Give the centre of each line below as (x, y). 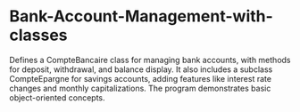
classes (39, 35)
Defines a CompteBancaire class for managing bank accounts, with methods (150, 60)
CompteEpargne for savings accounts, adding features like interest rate (141, 78)
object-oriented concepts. (57, 97)
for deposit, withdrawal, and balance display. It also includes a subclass (141, 69)
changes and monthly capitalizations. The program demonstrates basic (140, 88)
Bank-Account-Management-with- (142, 16)
